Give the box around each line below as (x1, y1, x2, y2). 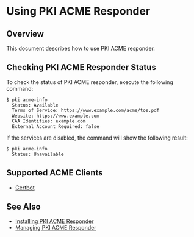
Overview (6, 29, 45, 39)
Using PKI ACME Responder (6, 4, 151, 18)
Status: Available (12, 102, 59, 108)
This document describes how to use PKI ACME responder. (6, 44, 156, 52)
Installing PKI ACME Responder (15, 218, 94, 225)
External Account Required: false (12, 123, 99, 129)
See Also (6, 202, 41, 212)
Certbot (15, 184, 35, 191)
